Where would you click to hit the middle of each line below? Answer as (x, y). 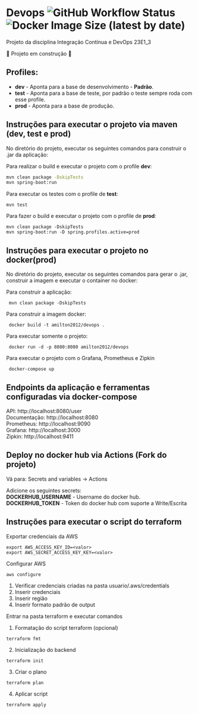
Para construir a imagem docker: (46, 314)
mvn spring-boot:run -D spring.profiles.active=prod (73, 232)
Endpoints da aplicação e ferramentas (78, 387)
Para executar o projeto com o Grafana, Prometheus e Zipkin (80, 358)
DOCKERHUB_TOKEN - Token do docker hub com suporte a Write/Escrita (97, 503)
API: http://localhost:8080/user (44, 411)
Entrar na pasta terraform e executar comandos (65, 616)
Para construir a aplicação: (39, 292)
